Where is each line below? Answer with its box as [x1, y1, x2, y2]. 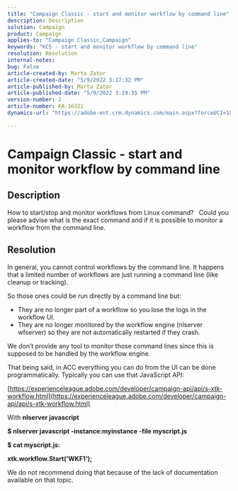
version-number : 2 [7, 96, 62, 104]
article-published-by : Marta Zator [7, 83, 113, 90]
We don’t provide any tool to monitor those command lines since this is [7, 341, 214, 350]
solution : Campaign [7, 23, 65, 31]
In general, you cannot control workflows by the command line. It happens [7, 263, 225, 271]
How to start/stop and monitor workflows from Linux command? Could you [7, 208, 229, 216]
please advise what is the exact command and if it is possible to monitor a [7, 216, 223, 224]
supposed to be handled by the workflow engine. [7, 349, 151, 358]
